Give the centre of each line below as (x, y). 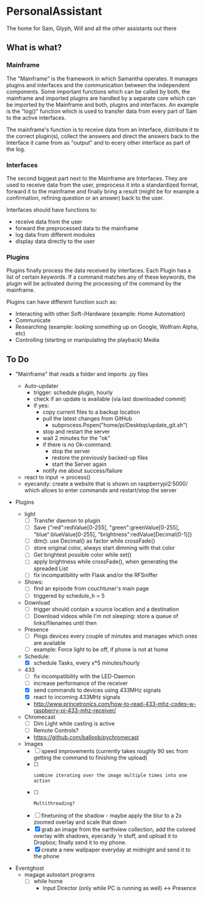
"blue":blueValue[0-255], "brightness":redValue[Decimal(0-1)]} (113, 535)
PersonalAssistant (54, 11)
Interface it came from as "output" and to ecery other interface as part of (99, 142)
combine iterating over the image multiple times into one (110, 776)
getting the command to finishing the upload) (91, 758)
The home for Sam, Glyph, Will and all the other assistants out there (91, 28)
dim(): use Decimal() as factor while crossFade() (94, 541)
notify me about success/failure (83, 471)
